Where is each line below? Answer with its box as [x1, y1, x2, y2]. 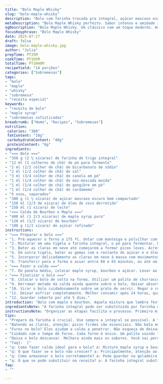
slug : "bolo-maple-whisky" [5, 12, 60, 16]
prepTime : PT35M [5, 52, 38, 57]
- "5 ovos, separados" [5, 192, 51, 197]
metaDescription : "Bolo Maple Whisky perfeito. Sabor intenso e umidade [5, 20, 155, 26]
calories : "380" [7, 129, 40, 134]
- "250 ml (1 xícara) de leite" [5, 205, 70, 210]
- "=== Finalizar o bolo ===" [5, 273, 66, 277]
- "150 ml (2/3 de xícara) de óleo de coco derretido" [5, 200, 118, 206]
